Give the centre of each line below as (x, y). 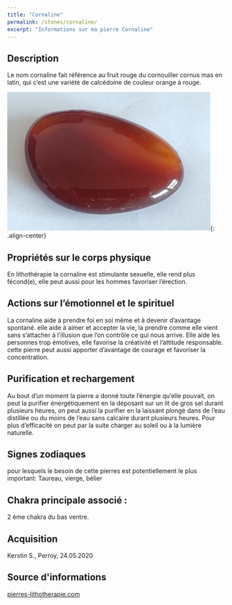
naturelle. (21, 432)
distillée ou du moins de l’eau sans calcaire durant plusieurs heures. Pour (111, 417)
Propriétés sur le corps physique (79, 257)
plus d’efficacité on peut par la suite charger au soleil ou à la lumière (105, 425)
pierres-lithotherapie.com (44, 594)
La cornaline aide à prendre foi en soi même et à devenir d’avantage (104, 320)
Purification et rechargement (71, 379)
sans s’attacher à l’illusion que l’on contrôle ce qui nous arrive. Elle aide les (114, 335)
